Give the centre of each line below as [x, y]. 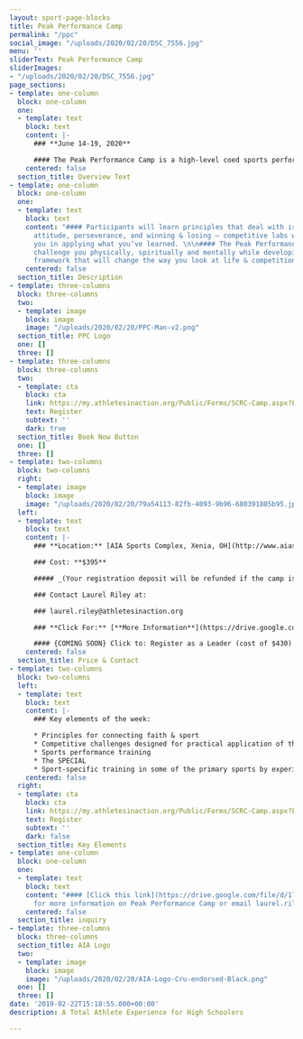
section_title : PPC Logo [64, 336]
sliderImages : [36, 69]
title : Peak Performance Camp [66, 26]
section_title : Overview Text [74, 177]
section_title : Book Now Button [78, 437]
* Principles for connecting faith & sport [116, 736]
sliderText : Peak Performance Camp [76, 60]
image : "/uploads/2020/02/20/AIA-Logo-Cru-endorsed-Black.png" [147, 979]
